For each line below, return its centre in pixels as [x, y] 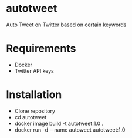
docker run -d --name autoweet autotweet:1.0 [70, 129]
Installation [34, 95]
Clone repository [35, 111]
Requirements [41, 48]
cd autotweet [31, 117]
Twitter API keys [34, 71]
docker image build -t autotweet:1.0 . [59, 123]
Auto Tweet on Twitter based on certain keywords [66, 25]
